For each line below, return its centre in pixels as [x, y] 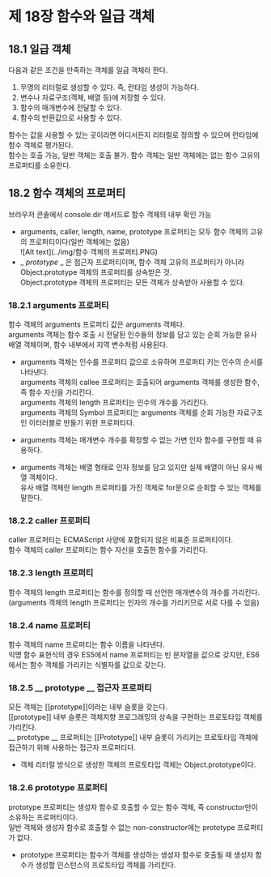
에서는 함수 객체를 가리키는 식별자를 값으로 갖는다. [87, 665]
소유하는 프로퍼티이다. [43, 817]
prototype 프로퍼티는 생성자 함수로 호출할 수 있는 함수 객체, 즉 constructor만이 [133, 806]
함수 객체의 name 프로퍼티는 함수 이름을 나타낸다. [87, 644]
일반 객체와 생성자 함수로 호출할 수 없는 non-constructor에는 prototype [122, 827]
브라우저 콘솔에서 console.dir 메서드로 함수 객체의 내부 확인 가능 [110, 214]
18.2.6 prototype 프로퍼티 [58, 788]
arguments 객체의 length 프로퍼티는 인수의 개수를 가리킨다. [114, 403]
